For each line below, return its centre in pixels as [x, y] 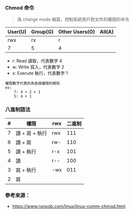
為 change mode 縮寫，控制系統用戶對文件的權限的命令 [73, 19]
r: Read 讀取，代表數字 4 [37, 61]
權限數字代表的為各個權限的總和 [33, 84]
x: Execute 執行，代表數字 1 [40, 73]
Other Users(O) [77, 32]
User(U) [17, 32]
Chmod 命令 [20, 7]
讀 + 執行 [26, 152]
